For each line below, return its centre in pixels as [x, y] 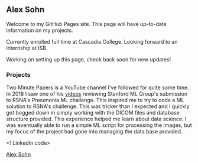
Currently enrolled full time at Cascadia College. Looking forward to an [92, 41]
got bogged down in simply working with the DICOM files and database [93, 113]
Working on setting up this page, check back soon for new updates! [89, 59]
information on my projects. [40, 30]
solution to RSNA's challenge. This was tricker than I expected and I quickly [98, 106]
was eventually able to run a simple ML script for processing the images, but [99, 125]
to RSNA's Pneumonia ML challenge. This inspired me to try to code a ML [95, 100]
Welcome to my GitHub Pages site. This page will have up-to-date [86, 24]
